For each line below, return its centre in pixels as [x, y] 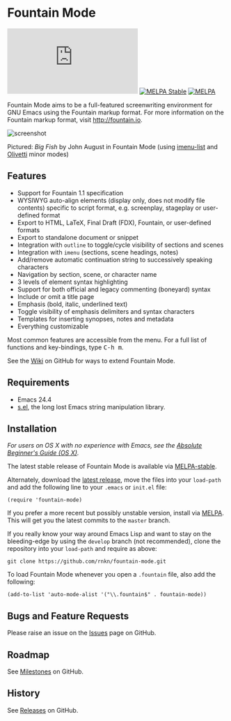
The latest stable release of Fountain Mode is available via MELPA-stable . [112, 466]
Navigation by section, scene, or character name [87, 274]
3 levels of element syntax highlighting [73, 282]
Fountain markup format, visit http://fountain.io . [75, 119]
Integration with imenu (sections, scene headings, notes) [98, 252]
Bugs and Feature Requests [68, 616]
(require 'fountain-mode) [45, 500]
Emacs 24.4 [34, 400]
